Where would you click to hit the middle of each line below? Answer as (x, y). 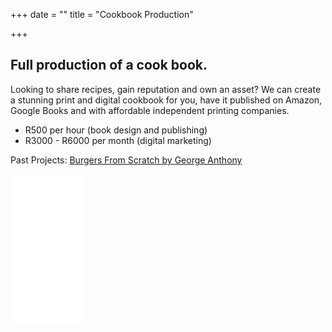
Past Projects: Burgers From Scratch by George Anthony (126, 160)
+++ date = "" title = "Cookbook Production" (102, 14)
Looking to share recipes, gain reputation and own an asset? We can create (166, 89)
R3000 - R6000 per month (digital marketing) (118, 140)
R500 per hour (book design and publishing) (116, 130)
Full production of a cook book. (109, 65)
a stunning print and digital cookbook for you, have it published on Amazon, (166, 100)
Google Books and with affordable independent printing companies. (150, 110)
